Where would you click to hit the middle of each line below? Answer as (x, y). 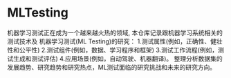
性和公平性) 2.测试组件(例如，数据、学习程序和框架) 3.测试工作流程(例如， (113, 50)
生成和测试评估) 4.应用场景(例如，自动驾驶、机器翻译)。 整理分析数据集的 (118, 58)
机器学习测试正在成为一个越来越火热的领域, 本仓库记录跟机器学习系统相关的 (115, 32)
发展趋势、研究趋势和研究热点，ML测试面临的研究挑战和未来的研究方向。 (112, 67)
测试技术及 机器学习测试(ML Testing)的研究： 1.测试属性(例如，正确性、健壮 (115, 41)
